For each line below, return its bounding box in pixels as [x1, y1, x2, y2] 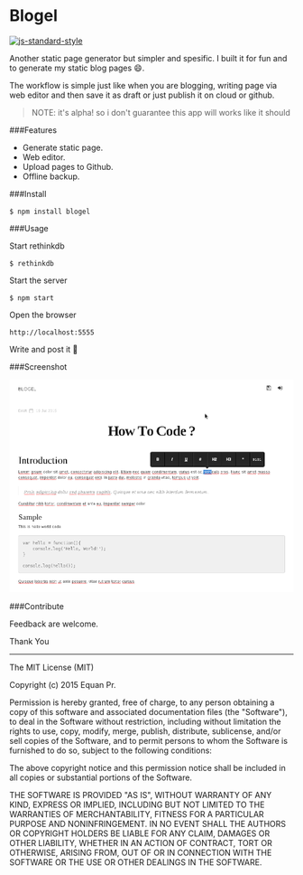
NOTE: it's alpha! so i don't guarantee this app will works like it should [31, 107, 290, 118]
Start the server [9, 275, 68, 286]
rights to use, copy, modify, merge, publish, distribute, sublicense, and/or [9, 726, 281, 737]
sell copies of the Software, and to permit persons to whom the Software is [9, 736, 289, 747]
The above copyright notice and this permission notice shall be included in [9, 763, 286, 774]
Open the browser [9, 309, 77, 320]
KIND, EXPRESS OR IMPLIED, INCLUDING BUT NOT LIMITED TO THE [9, 799, 265, 810]
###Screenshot [9, 361, 68, 372]
